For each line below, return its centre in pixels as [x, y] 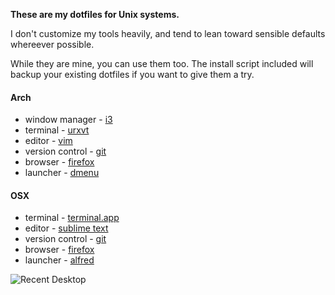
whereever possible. [52, 44]
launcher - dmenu [62, 173]
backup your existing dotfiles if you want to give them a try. [132, 74]
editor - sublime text [66, 228]
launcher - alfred [59, 260]
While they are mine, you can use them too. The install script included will [162, 63]
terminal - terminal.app [72, 218]
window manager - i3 [68, 120]
